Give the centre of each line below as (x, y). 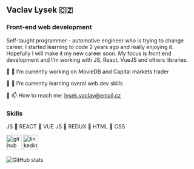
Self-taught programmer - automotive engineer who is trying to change (95, 40)
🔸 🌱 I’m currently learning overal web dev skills (65, 83)
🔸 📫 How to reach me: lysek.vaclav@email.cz (64, 95)
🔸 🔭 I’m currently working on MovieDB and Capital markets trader (88, 71)
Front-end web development (49, 27)
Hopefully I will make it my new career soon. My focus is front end (89, 53)
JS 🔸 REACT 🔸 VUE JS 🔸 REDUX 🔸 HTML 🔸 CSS (66, 126)
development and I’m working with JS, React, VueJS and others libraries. (97, 59)
